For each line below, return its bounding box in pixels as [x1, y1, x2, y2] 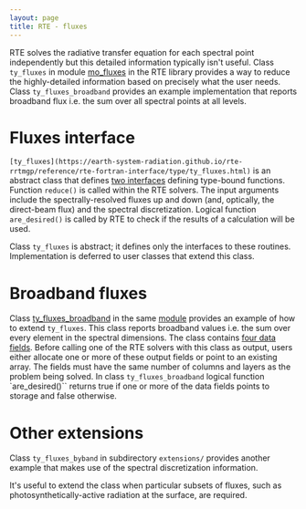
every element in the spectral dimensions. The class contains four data [9, 332, 277, 343]
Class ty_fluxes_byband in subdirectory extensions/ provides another [9, 452, 271, 463]
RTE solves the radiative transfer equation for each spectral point [9, 47, 255, 57]
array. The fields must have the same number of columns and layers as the [9, 361, 291, 372]
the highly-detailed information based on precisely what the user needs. [9, 76, 281, 87]
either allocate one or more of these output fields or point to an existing [9, 352, 278, 363]
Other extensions [9, 422, 144, 443]
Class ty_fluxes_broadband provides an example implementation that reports [9, 86, 298, 97]
